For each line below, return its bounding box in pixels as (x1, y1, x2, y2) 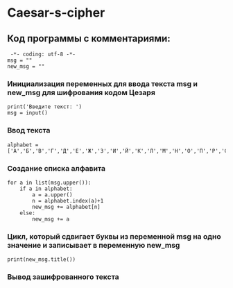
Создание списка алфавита (7, 163, 106, 173)
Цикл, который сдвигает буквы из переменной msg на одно (7, 231, 221, 241)
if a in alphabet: (19, 185, 73, 192)
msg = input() (7, 110, 49, 117)
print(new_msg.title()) (7, 256, 76, 263)
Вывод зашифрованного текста (7, 272, 119, 282)
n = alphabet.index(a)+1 (32, 197, 104, 204)
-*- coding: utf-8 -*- (10, 51, 76, 58)
